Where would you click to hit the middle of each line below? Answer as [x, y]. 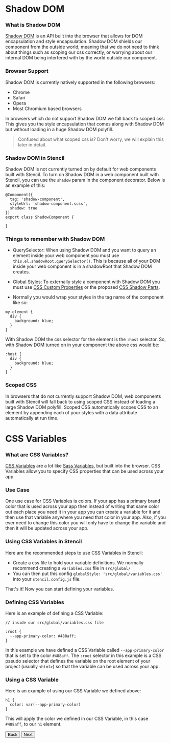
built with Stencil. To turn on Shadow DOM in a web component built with [82, 175]
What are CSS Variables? [37, 455]
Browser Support [27, 71]
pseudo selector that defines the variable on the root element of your [78, 661]
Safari [19, 97]
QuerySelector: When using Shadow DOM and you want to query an [84, 250]
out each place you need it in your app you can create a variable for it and [83, 512]
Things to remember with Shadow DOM [55, 239]
